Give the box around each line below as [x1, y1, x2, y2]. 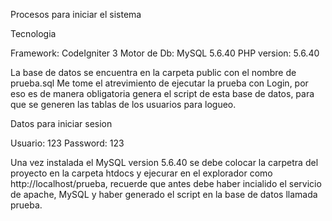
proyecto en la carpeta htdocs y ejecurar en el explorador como [10, 167, 273, 179]
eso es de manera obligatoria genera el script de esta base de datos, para [10, 88, 315, 99]
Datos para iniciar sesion [10, 118, 113, 129]
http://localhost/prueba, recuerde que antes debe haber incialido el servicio [10, 178, 322, 189]
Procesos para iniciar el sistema [10, 9, 142, 20]
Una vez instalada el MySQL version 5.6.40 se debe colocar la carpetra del [10, 157, 319, 168]
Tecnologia [10, 28, 57, 39]
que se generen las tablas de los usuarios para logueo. [10, 99, 237, 110]
